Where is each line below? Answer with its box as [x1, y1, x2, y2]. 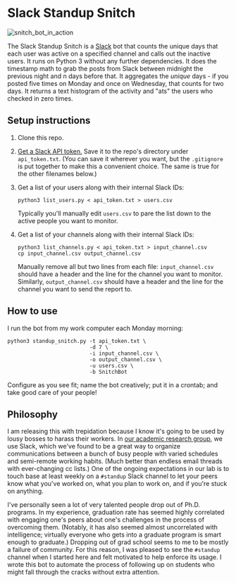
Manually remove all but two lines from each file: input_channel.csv [17, 262, 214, 270]
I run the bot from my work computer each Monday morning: [7, 324, 184, 332]
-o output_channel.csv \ [89, 356, 162, 363]
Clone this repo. [17, 133, 64, 142]
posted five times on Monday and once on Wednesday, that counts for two [7, 79, 224, 87]
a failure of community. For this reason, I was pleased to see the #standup [7, 546, 221, 554]
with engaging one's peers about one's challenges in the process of [7, 515, 205, 524]
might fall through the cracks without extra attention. [7, 568, 160, 577]
